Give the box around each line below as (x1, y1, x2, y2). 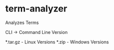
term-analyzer (5, 3, 67, 14)
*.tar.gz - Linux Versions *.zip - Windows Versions (5, 38, 109, 45)
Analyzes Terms (5, 19, 39, 25)
